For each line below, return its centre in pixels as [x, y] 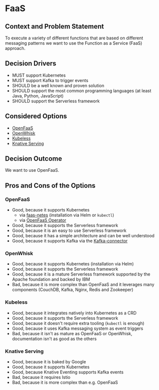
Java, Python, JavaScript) [38, 96]
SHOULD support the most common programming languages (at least [82, 91]
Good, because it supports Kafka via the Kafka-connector [70, 241]
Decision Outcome [33, 159]
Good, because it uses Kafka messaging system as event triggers [78, 328]
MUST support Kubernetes [39, 75]
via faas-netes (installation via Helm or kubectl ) [67, 215]
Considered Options [36, 116]
